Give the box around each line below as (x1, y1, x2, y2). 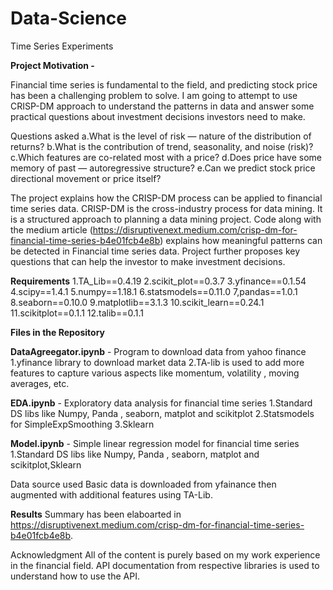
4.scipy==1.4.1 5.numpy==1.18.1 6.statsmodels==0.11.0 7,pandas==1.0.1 (10, 285, 298, 297)
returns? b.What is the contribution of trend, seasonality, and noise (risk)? (10, 140, 314, 152)
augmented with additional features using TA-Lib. (10, 488, 213, 501)
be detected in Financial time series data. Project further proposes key (10, 245, 301, 257)
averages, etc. (10, 377, 70, 389)
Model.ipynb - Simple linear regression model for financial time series (10, 437, 300, 449)
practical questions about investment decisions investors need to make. (10, 110, 306, 122)
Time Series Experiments (10, 40, 114, 52)
